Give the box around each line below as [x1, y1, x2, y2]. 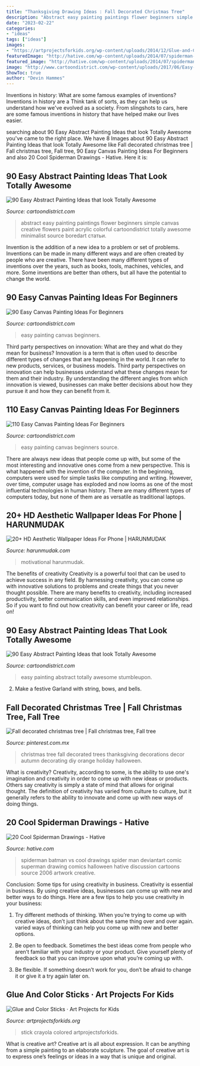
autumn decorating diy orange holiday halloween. [20, 757, 142, 764]
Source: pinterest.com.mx [6, 739, 70, 746]
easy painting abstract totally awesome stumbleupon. [20, 674, 152, 681]
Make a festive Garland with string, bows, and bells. [14, 685, 142, 692]
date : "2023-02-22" [6, 20, 55, 26]
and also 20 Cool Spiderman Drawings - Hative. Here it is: [6, 154, 148, 161]
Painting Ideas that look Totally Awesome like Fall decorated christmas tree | [6, 141, 193, 148]
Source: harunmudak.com [6, 547, 70, 554]
